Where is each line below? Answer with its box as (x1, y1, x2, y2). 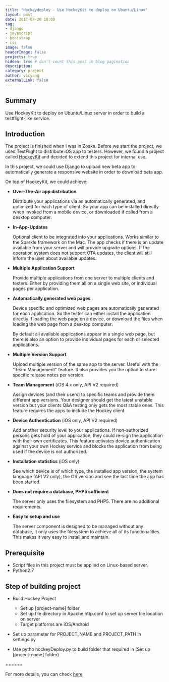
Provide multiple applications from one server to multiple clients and (12, 275, 154, 281)
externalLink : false (5, 78, 49, 83)
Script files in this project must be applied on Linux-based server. (12, 562, 149, 568)
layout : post (5, 12, 33, 17)
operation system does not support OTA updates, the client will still (12, 250, 152, 256)
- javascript (5, 31, 33, 36)
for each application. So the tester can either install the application (12, 311, 151, 317)
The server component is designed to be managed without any (12, 523, 144, 530)
